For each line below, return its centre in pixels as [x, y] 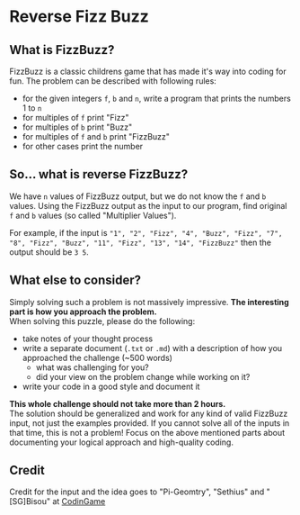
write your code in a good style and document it [111, 386]
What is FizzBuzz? [62, 50]
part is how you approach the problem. [83, 312]
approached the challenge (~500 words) [97, 357]
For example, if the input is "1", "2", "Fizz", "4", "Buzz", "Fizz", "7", [146, 232]
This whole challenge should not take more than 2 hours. [118, 403]
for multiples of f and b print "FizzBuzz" [96, 136]
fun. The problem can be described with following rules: [113, 81]
